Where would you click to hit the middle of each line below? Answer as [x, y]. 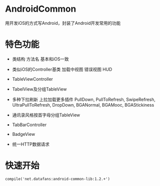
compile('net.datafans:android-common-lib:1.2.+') [58, 179]
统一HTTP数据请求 [31, 144]
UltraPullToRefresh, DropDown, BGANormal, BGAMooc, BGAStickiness [83, 105]
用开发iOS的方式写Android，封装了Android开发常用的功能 [63, 23]
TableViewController [32, 79]
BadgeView [23, 134]
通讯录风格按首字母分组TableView [46, 115]
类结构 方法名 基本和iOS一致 [40, 59]
